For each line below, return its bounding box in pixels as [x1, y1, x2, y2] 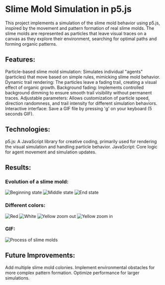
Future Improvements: [5, 251, 75, 260]
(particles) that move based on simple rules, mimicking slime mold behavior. [5, 73, 161, 80]
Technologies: [5, 125, 51, 134]
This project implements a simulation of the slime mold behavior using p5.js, [5, 20, 160, 26]
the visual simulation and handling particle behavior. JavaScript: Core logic [5, 143, 158, 149]
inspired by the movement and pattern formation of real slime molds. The [5, 25, 155, 31]
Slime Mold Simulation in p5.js [5, 3, 132, 15]
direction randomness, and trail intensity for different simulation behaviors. [5, 100, 158, 106]
